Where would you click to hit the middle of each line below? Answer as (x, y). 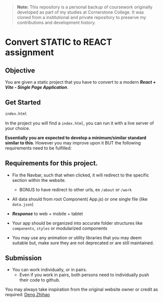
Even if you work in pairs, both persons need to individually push (84, 275)
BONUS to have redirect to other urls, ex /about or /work (76, 190)
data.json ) (23, 204)
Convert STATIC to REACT (59, 42)
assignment (30, 53)
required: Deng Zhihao (27, 295)
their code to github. (40, 280)
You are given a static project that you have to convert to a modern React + (81, 82)
